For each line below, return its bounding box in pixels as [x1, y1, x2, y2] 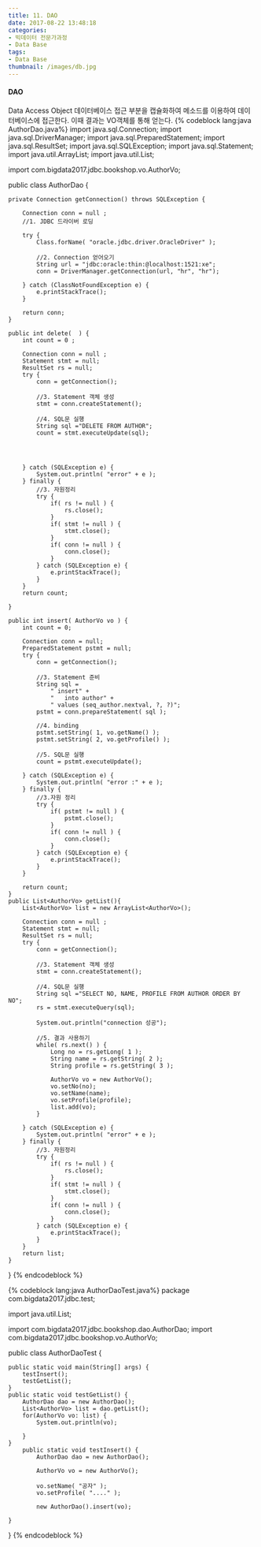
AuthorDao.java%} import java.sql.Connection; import [8, 124, 182, 134]
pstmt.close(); [64, 814, 114, 822]
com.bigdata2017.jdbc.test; [8, 1294, 96, 1303]
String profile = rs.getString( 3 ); [50, 1061, 175, 1069]
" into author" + [50, 694, 114, 702]
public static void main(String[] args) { [8, 1363, 149, 1371]
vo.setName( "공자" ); [36, 1482, 108, 1490]
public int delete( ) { [8, 329, 90, 337]
